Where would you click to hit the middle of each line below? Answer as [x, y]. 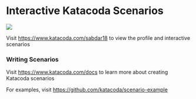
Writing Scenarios [32, 59]
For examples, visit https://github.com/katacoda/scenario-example [87, 90]
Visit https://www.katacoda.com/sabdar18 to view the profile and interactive [98, 38]
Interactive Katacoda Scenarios [85, 11]
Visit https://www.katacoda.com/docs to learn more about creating [87, 72]
